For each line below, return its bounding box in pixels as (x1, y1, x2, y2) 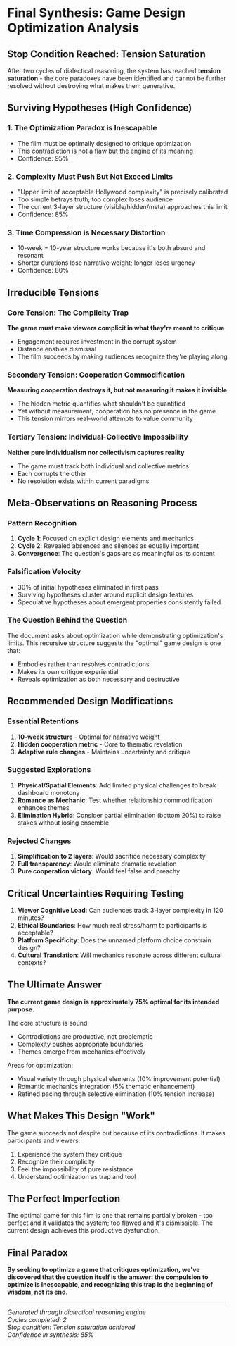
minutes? (17, 914, 44, 922)
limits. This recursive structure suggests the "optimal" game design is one (7, 639, 221, 647)
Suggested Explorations (7, 765, 91, 775)
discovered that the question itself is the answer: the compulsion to (7, 1273, 209, 1281)
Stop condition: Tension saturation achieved (7, 1323, 136, 1332)
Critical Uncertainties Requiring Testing (7, 887, 185, 899)
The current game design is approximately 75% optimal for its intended (7, 997, 220, 1006)
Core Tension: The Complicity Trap (7, 308, 129, 318)
